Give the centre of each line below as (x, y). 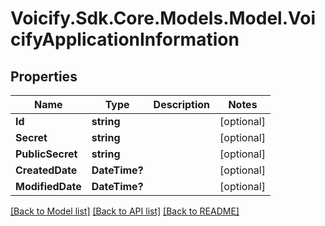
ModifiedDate (48, 186)
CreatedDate (46, 170)
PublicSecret (46, 154)
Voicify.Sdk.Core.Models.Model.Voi (163, 18)
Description (182, 104)
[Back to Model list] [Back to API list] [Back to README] (125, 211)
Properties (44, 76)
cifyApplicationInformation (125, 39)
